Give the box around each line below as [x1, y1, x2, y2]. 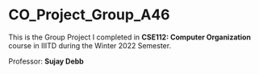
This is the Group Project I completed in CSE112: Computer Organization [8, 32, 252, 42]
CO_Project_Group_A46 [8, 6, 171, 24]
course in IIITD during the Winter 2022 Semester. [8, 40, 172, 50]
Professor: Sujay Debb [8, 56, 85, 66]
